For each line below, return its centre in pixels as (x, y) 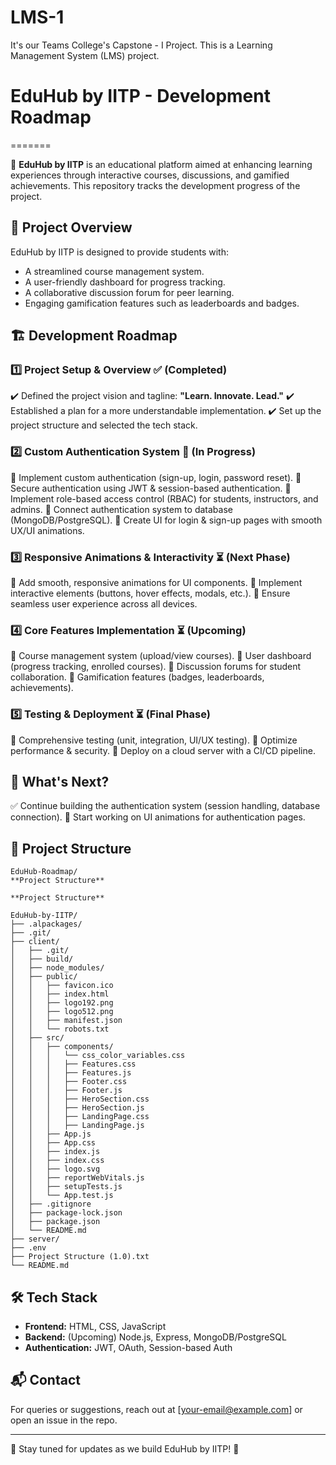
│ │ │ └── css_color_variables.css (98, 1056)
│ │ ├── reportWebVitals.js (77, 1178)
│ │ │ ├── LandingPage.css (80, 1117)
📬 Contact (45, 1380)
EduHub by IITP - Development (140, 96)
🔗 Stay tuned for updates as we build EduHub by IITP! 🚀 (125, 1448)
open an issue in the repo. (64, 1420)
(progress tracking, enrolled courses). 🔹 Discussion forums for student (156, 667)
